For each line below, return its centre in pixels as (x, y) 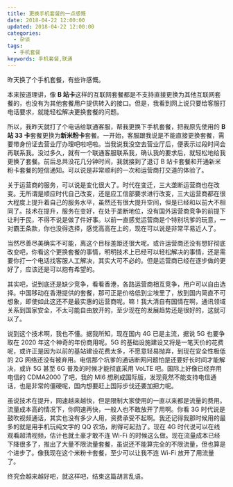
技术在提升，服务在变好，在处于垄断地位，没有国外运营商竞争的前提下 (126, 211)
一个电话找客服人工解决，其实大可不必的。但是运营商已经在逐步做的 (122, 260)
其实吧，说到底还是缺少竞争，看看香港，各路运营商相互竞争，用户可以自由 (113, 284)
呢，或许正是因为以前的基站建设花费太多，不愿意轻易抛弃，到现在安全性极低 (116, 351)
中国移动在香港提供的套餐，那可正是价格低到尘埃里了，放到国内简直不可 (122, 292)
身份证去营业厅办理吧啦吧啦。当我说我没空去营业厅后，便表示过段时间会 (122, 144)
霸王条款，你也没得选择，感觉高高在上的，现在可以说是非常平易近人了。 (116, 228)
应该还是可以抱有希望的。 (62, 269)
